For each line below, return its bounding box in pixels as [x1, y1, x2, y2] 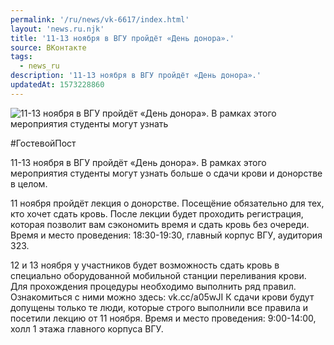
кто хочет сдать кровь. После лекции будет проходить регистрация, [10, 207, 304, 220]
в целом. [10, 177, 48, 190]
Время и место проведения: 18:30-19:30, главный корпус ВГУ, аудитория [10, 229, 323, 241]
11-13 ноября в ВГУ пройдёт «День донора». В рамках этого [10, 156, 267, 168]
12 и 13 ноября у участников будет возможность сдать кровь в [10, 259, 280, 271]
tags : [10, 52, 33, 62]
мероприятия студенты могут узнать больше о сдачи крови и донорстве [10, 167, 323, 179]
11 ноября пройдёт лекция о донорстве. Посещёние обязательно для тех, [10, 197, 325, 209]
